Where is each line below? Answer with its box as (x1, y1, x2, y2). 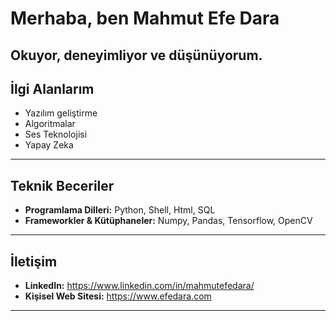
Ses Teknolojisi (24, 128, 88, 141)
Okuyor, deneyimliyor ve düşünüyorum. (10, 47, 263, 64)
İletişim (10, 253, 58, 270)
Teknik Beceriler (10, 177, 115, 194)
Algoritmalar (24, 118, 76, 130)
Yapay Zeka (24, 139, 74, 151)
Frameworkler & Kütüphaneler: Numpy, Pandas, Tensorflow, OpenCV (24, 215, 313, 227)
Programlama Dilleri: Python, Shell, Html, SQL (24, 204, 216, 216)
